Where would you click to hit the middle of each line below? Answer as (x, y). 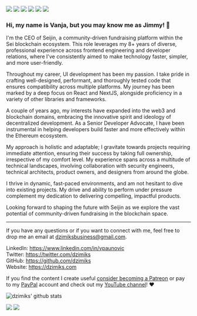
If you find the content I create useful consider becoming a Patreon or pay (96, 278)
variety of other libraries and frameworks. (56, 99)
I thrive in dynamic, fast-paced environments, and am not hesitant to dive (94, 184)
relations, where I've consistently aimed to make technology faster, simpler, (97, 56)
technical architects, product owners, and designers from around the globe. (97, 172)
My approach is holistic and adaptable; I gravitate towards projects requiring (98, 147)
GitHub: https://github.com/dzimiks (49, 261)
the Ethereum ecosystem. (37, 136)
